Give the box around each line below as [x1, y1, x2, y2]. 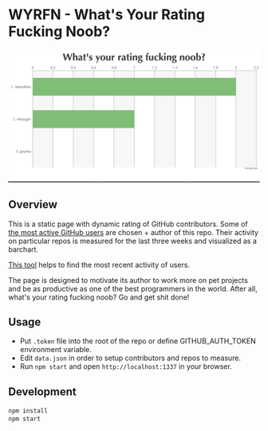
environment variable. [19, 345, 92, 355]
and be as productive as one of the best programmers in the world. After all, [8, 284, 258, 293]
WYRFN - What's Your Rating [8, 6, 206, 24]
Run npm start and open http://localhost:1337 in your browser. [19, 362, 233, 371]
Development [8, 385, 77, 398]
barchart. [8, 245, 38, 254]
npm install [8, 407, 48, 415]
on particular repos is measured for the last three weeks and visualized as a [8, 236, 258, 245]
